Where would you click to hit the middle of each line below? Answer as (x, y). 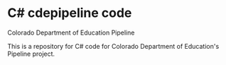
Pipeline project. (31, 54)
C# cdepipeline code (70, 13)
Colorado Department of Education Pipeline (71, 32)
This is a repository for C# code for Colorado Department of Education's (113, 46)
